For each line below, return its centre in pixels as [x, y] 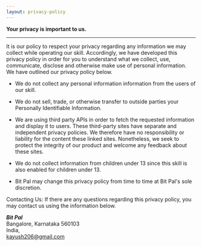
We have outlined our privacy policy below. [60, 72]
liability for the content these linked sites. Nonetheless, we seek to [97, 138]
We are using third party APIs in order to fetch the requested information [105, 119]
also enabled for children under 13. [58, 170]
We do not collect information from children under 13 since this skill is [101, 163]
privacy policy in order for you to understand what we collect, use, [88, 59]
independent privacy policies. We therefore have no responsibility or [99, 132]
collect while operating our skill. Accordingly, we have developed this [92, 52]
